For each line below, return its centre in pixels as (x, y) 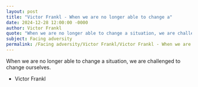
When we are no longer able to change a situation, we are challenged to (93, 61)
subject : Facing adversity (39, 39)
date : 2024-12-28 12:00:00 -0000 (47, 22)
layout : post (22, 11)
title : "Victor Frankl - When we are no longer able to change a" (89, 17)
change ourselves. (29, 67)
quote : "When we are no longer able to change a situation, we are (91, 34)
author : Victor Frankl (34, 28)
